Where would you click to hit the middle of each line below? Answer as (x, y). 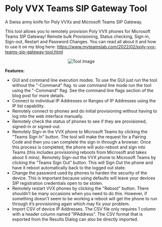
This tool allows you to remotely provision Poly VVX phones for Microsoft (78, 31)
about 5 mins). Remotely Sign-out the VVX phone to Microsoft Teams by (84, 157)
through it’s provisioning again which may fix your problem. (71, 204)
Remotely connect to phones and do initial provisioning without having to (84, 111)
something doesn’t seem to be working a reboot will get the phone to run (85, 198)
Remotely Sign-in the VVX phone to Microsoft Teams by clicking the (80, 131)
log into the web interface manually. (48, 116)
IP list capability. (28, 106)
